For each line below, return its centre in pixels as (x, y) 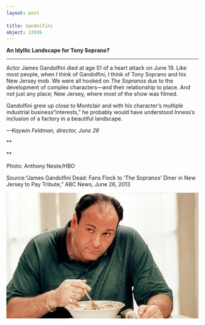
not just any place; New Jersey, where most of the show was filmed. (92, 94)
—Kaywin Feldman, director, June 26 (53, 131)
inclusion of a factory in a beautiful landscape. (65, 119)
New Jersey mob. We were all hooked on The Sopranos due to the (90, 81)
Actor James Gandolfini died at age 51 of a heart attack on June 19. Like (97, 68)
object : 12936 (24, 32)
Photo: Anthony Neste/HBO (41, 166)
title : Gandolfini (30, 26)
